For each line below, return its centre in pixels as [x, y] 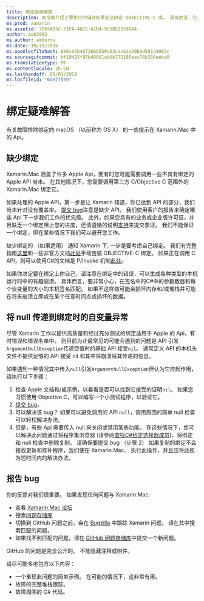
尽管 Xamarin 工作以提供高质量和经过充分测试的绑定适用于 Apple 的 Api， [98, 333]
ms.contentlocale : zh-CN [38, 68]
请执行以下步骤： [28, 376]
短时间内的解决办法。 [47, 458]
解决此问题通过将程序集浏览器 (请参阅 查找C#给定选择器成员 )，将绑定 [107, 434]
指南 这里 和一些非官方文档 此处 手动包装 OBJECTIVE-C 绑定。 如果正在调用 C [101, 253]
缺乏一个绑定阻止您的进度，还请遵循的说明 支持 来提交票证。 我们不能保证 [103, 225]
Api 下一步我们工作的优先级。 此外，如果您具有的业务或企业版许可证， [101, 217]
